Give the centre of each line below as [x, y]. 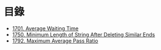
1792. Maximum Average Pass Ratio [55, 41]
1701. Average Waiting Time [45, 28]
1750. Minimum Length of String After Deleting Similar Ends [83, 34]
